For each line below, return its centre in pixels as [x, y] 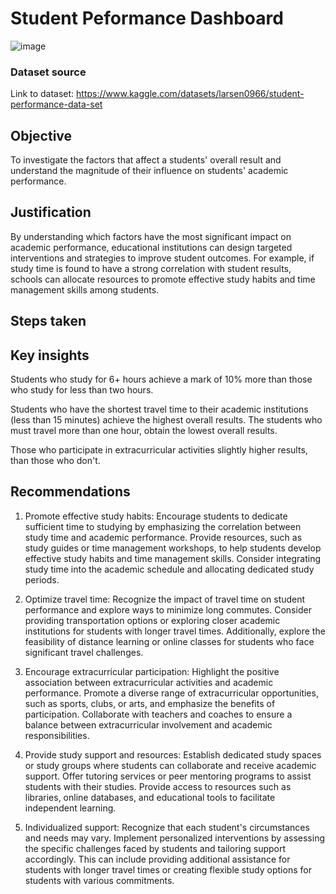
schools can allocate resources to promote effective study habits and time [163, 279]
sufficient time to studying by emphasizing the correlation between [163, 526]
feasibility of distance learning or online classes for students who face [169, 641]
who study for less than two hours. [82, 390]
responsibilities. [57, 735]
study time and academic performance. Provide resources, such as [163, 537]
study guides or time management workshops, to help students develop [173, 548]
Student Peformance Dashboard [147, 18]
